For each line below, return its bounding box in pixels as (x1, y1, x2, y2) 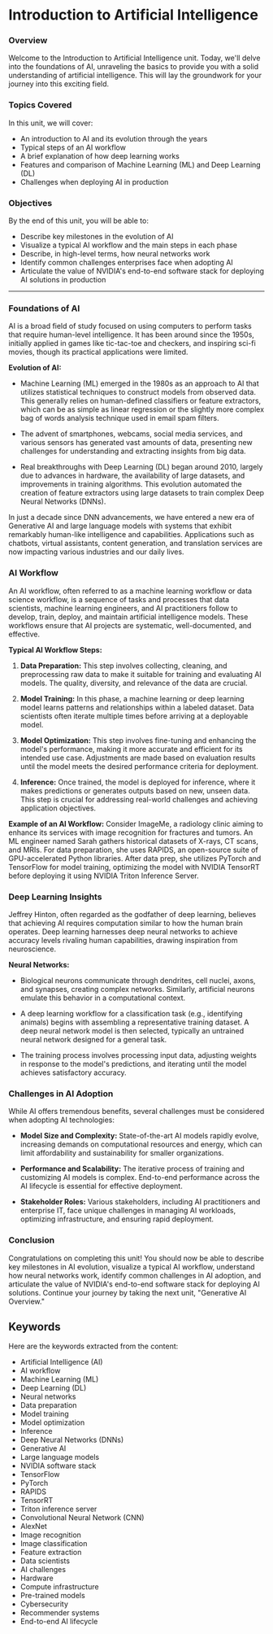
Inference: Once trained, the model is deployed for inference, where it (19, 777, 256, 787)
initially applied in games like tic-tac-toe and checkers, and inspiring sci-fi (8, 339, 256, 348)
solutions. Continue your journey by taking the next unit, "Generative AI (8, 1287, 247, 1297)
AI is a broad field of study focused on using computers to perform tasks (8, 321, 252, 331)
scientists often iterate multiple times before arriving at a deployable (19, 710, 249, 721)
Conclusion (8, 1234, 55, 1246)
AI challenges (19, 1565, 67, 1575)
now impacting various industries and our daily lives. (8, 547, 184, 557)
